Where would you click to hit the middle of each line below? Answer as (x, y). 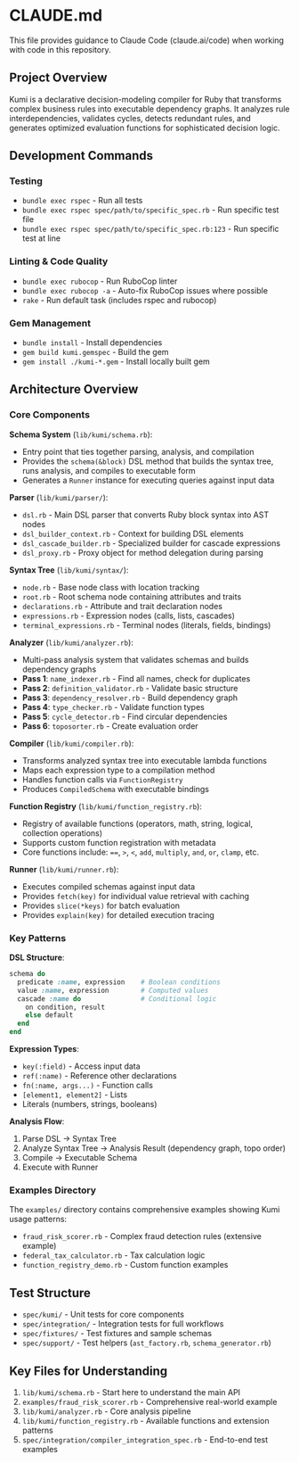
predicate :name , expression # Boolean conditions (119, 982)
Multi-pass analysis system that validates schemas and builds (135, 659)
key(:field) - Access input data (81, 1066)
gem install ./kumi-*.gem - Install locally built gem (116, 361)
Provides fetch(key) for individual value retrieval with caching (136, 896)
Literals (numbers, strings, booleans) (89, 1104)
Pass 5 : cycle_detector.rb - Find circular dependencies (125, 716)
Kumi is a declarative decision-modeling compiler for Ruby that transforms (145, 99)
